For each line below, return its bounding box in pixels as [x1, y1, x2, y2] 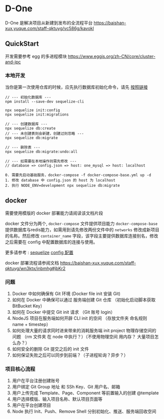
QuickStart [5, 40, 39, 48]
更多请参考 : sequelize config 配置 [5, 249, 73, 255]
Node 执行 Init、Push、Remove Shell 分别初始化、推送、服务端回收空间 [12, 409, 157, 415]
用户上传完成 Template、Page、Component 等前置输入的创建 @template [12, 390, 159, 396]
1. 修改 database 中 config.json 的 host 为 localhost [5, 178, 116, 183]
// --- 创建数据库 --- [5, 121, 48, 127]
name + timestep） [12, 322, 51, 328]
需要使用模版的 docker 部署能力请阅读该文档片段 [5, 210, 103, 216]
